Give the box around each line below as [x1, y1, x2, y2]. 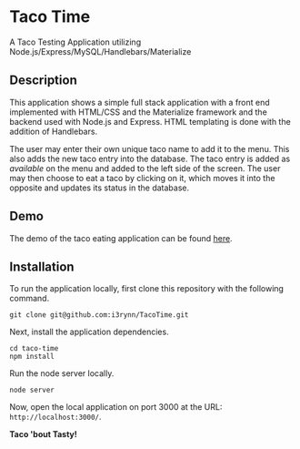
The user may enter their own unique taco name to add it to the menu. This [9, 143, 290, 154]
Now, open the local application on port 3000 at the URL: [9, 402, 223, 413]
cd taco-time [9, 344, 59, 353]
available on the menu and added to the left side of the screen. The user [9, 162, 281, 174]
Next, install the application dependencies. [9, 326, 170, 338]
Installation [9, 259, 75, 274]
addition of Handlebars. [9, 126, 98, 137]
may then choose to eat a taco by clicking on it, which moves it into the [9, 172, 275, 183]
